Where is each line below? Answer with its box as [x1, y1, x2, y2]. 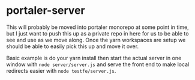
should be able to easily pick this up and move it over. [6, 43, 139, 50]
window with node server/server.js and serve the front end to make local [6, 61, 190, 68]
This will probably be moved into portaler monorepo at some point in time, [6, 23, 189, 31]
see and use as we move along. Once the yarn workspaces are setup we [6, 36, 186, 43]
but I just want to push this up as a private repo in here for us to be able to [6, 29, 189, 37]
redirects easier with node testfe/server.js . [6, 67, 116, 74]
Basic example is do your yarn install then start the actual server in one [6, 54, 182, 61]
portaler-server [6, 4, 85, 17]
